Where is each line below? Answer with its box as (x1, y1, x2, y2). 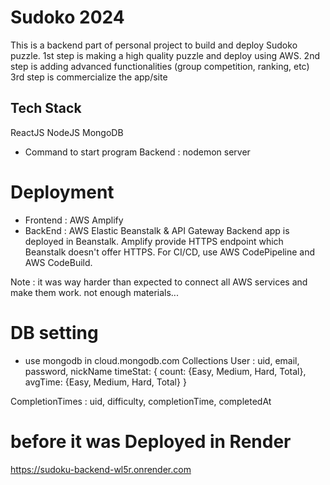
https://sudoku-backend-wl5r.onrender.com (10, 463, 192, 475)
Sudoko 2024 (10, 6, 125, 29)
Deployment (10, 181, 115, 203)
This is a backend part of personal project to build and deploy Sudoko (10, 39, 298, 51)
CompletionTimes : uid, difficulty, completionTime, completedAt (10, 395, 272, 407)
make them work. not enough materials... (10, 286, 179, 298)
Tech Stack (10, 100, 82, 117)
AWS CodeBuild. (24, 256, 93, 268)
